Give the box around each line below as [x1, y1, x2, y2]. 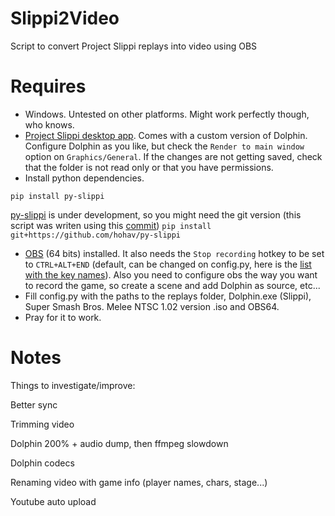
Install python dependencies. [24, 172, 145, 184]
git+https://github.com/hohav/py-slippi [10, 230, 182, 240]
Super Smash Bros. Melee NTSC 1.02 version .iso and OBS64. [24, 300, 280, 312]
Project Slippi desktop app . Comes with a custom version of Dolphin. [24, 129, 308, 141]
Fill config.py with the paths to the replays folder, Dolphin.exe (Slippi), [24, 290, 312, 302]
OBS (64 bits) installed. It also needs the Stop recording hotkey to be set [24, 247, 325, 259]
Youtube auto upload [10, 495, 97, 507]
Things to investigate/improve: [10, 379, 136, 391]
